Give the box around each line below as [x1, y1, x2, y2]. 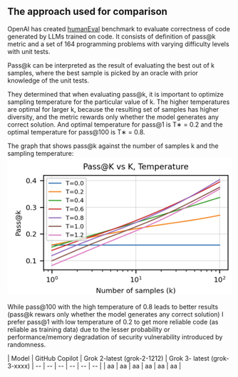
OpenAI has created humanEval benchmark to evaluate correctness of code [7, 24, 230, 33]
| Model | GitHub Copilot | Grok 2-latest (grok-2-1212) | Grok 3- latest [7, 354, 210, 363]
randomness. [7, 341, 46, 349]
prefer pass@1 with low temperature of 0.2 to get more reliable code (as [7, 318, 219, 326]
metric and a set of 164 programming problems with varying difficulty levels [7, 39, 229, 48]
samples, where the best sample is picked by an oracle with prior [7, 68, 198, 77]
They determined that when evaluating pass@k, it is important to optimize [7, 90, 224, 98]
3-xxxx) [7, 362, 31, 371]
